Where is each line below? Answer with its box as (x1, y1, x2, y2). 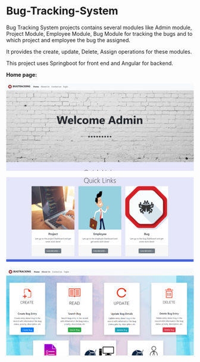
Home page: (6, 71, 37, 78)
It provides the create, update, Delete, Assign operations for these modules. (6, 48, 192, 55)
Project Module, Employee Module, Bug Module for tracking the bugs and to (6, 30, 193, 37)
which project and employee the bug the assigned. (6, 36, 131, 43)
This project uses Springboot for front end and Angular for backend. (6, 60, 174, 67)
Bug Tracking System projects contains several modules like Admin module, (6, 24, 192, 31)
